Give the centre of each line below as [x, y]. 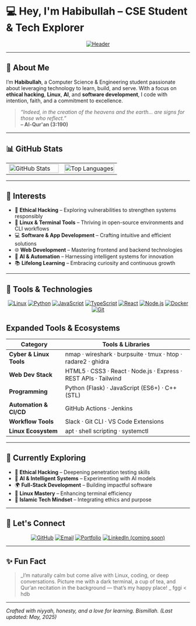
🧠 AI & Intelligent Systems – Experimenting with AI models [85, 478]
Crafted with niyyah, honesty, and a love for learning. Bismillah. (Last [90, 611]
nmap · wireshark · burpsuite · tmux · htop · [124, 354]
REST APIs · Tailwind [93, 378]
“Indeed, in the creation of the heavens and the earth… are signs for [102, 112]
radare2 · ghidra [87, 362]
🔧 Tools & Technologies [49, 289]
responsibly [29, 216]
